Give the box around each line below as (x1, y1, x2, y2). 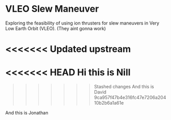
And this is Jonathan (5, 110, 48, 116)
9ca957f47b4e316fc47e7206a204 (94, 94, 166, 101)
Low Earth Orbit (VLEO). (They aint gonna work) (5, 25, 106, 31)
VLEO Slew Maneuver (5, 3, 99, 15)
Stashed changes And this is (94, 84, 154, 90)
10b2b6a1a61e (94, 100, 124, 106)
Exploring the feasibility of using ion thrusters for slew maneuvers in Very (5, 20, 160, 26)
